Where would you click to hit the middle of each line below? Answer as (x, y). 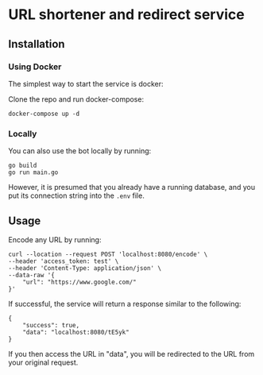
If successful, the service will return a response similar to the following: (125, 303)
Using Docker (35, 67)
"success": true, (51, 325)
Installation (37, 44)
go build (23, 166)
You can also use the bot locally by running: (80, 151)
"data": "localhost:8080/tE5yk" (76, 332)
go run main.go (33, 172)
